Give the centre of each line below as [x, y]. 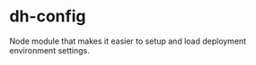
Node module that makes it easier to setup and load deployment [128, 41]
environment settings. [49, 50]
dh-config [48, 16]
